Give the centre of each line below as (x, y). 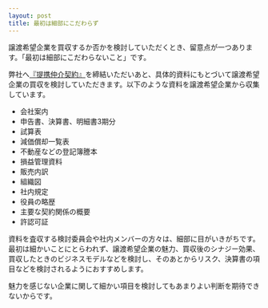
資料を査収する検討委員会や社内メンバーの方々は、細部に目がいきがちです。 (134, 238)
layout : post (30, 16)
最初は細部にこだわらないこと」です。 (88, 57)
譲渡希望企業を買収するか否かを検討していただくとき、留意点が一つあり (127, 47)
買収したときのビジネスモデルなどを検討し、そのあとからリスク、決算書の (131, 258)
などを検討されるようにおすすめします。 (81, 269)
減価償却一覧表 (44, 141)
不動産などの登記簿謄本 (58, 151)
